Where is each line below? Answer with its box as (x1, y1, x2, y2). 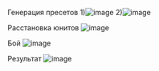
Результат (7, 54, 42, 63)
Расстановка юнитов (7, 23, 79, 32)
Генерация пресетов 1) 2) (7, 8, 123, 17)
